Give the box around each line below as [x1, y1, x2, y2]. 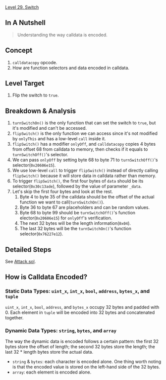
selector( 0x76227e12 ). [19, 231, 63, 237]
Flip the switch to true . [12, 92, 59, 98]
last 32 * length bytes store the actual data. [5, 349, 93, 355]
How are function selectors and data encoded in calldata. [12, 65, 130, 71]
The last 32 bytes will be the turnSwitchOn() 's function [19, 226, 131, 232]
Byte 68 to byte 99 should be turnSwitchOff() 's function [19, 210, 135, 216]
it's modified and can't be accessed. [12, 125, 87, 131]
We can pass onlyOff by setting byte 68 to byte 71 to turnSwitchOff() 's [12, 157, 158, 163]
